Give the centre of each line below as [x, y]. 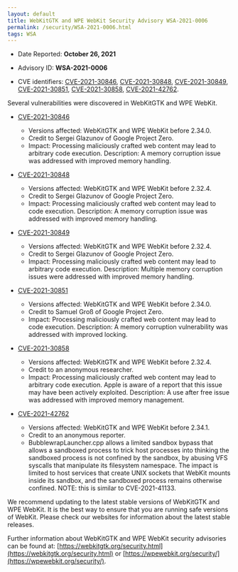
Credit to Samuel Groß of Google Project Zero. [96, 312]
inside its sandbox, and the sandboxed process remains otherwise [125, 481]
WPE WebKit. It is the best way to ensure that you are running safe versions [118, 509]
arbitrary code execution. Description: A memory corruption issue [124, 153]
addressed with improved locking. [78, 335]
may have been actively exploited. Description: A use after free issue [129, 392]
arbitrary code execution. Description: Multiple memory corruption [125, 269]
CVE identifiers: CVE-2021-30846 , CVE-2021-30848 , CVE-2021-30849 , [123, 82]
